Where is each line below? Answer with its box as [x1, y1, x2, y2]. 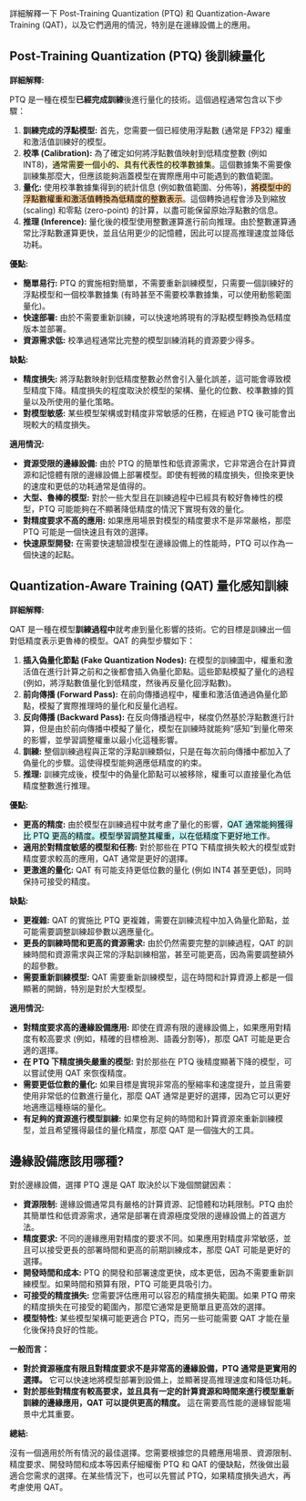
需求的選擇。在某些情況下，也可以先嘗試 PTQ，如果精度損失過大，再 [33, 1470, 291, 1481]
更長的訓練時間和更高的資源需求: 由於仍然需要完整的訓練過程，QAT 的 [22, 937, 286, 948]
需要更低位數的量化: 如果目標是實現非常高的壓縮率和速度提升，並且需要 [22, 1079, 291, 1089]
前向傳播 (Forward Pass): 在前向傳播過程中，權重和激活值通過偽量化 [22, 688, 280, 700]
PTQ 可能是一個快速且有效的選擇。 [22, 526, 154, 537]
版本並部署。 [22, 323, 71, 334]
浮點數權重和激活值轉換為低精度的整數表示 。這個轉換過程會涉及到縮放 [22, 193, 287, 203]
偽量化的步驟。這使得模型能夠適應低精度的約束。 [22, 756, 207, 768]
